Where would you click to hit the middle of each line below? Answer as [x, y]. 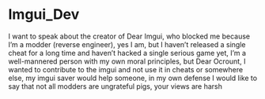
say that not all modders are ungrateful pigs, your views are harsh [115, 86]
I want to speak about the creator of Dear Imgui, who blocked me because [129, 36]
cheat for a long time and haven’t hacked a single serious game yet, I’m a [127, 53]
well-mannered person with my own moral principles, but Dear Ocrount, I [127, 61]
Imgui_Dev [44, 15]
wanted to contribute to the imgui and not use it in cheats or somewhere [126, 69]
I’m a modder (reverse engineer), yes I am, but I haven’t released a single [127, 44]
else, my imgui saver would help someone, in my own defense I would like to [133, 78]
